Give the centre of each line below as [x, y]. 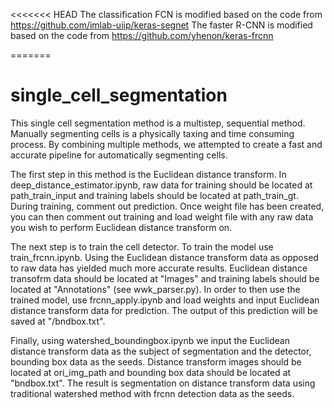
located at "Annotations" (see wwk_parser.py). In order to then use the [155, 289]
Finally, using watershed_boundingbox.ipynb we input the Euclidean [150, 340]
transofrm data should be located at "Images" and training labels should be [165, 278]
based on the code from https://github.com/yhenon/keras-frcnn [142, 35]
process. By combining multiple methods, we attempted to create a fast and [166, 144]
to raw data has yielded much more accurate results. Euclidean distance [159, 268]
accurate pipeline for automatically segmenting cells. [119, 155]
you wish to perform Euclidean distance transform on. [121, 227]
